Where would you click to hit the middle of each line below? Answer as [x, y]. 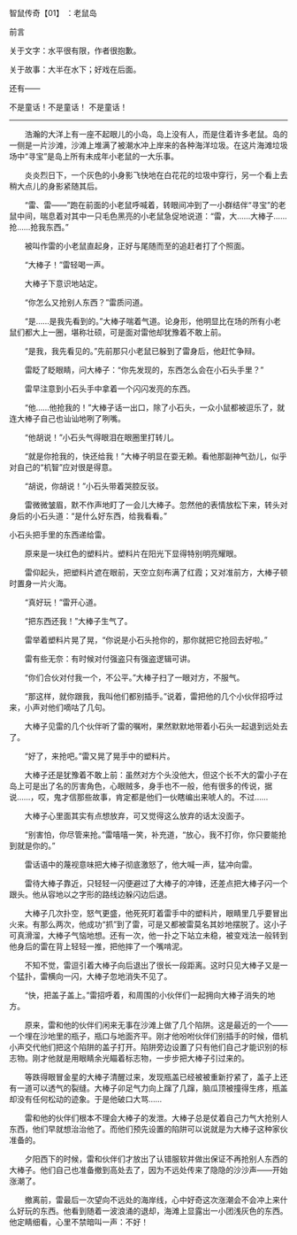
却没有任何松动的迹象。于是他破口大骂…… [86, 1099]
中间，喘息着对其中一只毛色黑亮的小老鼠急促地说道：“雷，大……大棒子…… [152, 216]
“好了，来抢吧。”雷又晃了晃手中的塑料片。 [99, 756]
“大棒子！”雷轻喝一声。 [67, 265]
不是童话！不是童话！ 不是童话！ [69, 107]
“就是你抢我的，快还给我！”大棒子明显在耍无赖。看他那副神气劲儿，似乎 [156, 456]
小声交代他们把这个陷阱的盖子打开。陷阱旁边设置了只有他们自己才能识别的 [145, 1047]
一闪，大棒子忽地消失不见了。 [118, 976]
